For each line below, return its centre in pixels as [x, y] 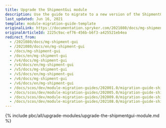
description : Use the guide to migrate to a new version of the [73, 14]
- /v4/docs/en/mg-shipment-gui [42, 65]
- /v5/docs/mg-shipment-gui [39, 70]
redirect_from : [21, 38]
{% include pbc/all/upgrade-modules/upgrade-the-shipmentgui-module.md [82, 116]
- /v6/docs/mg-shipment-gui [39, 79]
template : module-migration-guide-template [51, 23]
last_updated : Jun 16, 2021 [34, 19]
